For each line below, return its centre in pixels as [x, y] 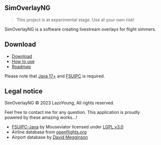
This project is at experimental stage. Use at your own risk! [75, 19]
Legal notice [24, 91]
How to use [23, 61]
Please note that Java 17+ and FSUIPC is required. [55, 76]
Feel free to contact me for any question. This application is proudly [72, 112]
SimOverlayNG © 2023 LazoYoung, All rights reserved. [60, 103]
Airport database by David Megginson [50, 137]
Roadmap [21, 66]
